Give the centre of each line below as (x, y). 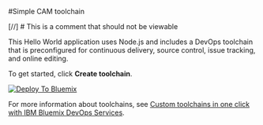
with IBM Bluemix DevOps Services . (66, 112)
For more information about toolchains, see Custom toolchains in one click (129, 104)
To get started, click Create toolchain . (70, 74)
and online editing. (38, 59)
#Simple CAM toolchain (47, 11)
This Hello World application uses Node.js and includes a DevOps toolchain (131, 42)
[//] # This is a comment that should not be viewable (93, 26)
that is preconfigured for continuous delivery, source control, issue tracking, (132, 50)
